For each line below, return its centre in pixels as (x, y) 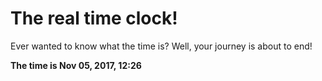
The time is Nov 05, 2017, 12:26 (76, 65)
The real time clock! (94, 18)
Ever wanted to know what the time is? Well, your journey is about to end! (161, 46)
